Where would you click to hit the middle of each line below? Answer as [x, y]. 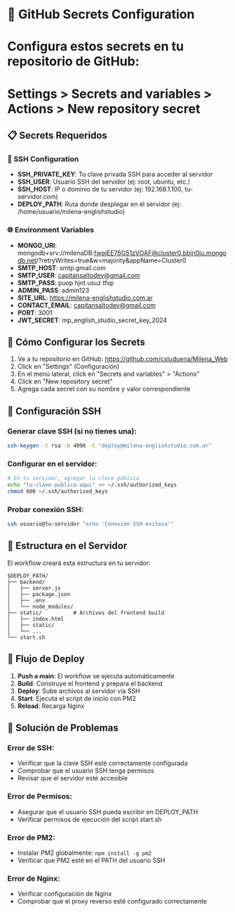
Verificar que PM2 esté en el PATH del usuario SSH [91, 860]
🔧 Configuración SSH [54, 411]
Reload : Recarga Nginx [51, 706]
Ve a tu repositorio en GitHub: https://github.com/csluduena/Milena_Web [122, 359]
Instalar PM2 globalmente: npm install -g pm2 [85, 853]
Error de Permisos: [40, 797]
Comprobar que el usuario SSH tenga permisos [86, 771]
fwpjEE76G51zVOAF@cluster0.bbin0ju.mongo [160, 253]
